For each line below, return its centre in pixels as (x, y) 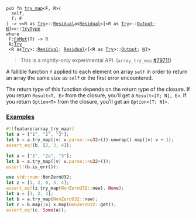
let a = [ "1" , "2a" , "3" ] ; (39, 156)
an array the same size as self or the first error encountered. (80, 78)
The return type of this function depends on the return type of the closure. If (98, 89)
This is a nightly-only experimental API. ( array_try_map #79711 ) (96, 60)
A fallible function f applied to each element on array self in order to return (97, 71)
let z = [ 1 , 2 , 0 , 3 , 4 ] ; (38, 183)
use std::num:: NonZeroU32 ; (39, 177)
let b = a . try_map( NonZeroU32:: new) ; (52, 199)
